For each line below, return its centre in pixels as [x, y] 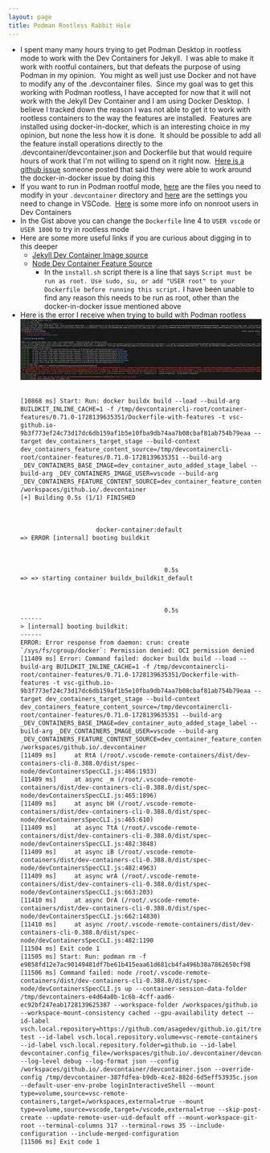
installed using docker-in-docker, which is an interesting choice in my [135, 126]
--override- [234, 1070]
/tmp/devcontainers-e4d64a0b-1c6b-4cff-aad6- [97, 997]
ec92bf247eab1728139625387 [65, 1005]
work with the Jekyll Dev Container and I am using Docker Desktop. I [135, 101]
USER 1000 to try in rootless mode [75, 229]
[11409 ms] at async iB [67, 852]
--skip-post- [240, 1110]
